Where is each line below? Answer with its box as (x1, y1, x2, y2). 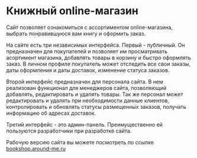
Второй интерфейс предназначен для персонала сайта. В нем (6, 78, 164, 85)
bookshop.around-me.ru (6, 145, 66, 152)
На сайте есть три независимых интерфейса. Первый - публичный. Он (6, 41, 185, 49)
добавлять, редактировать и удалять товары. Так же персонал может (6, 91, 183, 98)
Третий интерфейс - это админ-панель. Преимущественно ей (6, 121, 163, 128)
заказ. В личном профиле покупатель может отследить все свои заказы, (6, 60, 191, 67)
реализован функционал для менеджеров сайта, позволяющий (6, 84, 167, 91)
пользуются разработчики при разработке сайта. (6, 127, 132, 134)
